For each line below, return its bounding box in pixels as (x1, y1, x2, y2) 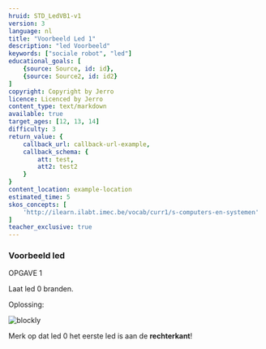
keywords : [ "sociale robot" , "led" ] (8, 50, 132, 58)
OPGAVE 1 (8, 269, 43, 278)
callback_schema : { (23, 148, 89, 156)
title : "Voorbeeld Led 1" (8, 34, 96, 43)
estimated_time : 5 (8, 192, 71, 201)
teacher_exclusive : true (8, 223, 92, 231)
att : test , (37, 155, 75, 163)
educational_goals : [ (8, 58, 82, 66)
